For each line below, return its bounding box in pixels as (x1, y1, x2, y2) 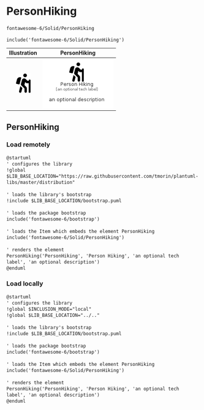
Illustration (9, 49, 38, 56)
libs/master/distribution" (6, 179, 75, 185)
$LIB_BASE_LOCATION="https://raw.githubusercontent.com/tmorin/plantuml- (6, 173, 199, 179)
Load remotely (6, 140, 51, 148)
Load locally (6, 279, 43, 287)
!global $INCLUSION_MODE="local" (6, 306, 92, 313)
